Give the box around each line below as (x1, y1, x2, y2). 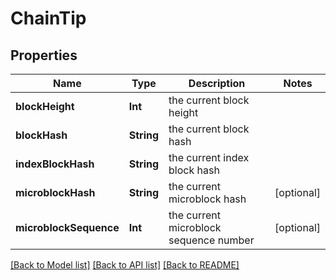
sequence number (168, 233, 255, 247)
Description (188, 77, 246, 90)
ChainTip (10, 7, 87, 30)
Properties (10, 47, 78, 64)
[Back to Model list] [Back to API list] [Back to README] (10, 259, 240, 271)
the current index (168, 151, 250, 164)
